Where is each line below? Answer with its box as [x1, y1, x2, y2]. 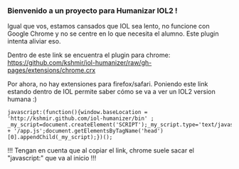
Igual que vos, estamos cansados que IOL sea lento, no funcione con [7, 22, 210, 31]
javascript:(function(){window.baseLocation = [7, 109, 148, 116]
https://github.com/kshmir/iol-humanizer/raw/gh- [7, 58, 152, 67]
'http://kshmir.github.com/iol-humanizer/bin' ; [7, 115, 154, 123]
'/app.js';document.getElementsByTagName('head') [14, 128, 164, 135]
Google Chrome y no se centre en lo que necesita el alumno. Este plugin [7, 29, 219, 38]
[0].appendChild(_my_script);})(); [7, 134, 113, 141]
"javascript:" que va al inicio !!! [7, 154, 97, 163]
